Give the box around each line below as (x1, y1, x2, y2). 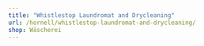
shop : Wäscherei (8, 26, 62, 34)
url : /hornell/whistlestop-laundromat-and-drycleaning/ (8, 19, 196, 27)
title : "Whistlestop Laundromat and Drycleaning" (8, 11, 176, 19)
